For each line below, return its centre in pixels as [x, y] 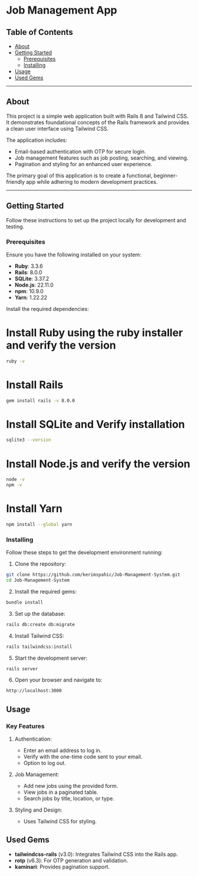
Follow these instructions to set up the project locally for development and [96, 220]
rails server [22, 669]
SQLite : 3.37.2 [32, 278]
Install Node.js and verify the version [98, 464]
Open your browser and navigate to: [58, 680]
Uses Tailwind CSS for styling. [60, 821]
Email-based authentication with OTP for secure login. [80, 151]
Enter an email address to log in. [62, 750]
